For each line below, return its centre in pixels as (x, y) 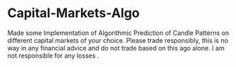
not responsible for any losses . (53, 56)
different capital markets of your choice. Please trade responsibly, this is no (118, 40)
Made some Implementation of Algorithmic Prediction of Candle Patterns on (118, 33)
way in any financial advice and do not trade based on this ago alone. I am (116, 48)
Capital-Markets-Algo (74, 13)
